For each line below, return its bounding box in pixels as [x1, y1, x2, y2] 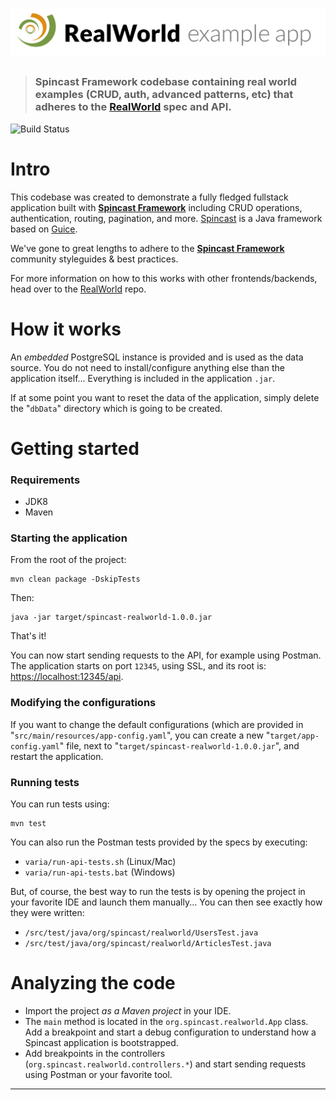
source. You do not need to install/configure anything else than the [10, 361, 285, 373]
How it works [10, 318, 122, 340]
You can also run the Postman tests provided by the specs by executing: [10, 836, 308, 848]
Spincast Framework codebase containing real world [34, 75, 298, 89]
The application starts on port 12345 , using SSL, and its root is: [10, 660, 267, 672]
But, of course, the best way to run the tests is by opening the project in [10, 886, 306, 897]
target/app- [269, 731, 320, 741]
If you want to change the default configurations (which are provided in [10, 718, 304, 730]
